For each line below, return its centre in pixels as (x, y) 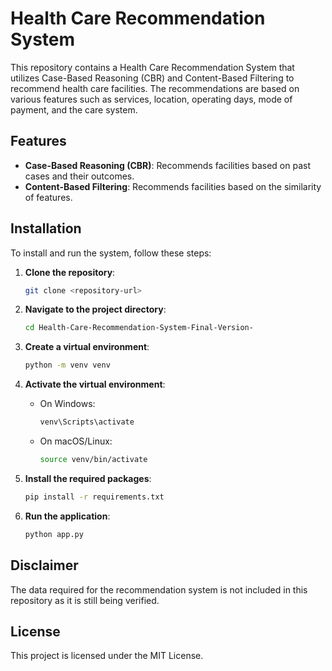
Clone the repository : (70, 272)
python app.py (54, 534)
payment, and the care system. (74, 109)
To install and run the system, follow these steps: (111, 253)
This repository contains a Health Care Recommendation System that (152, 67)
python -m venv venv (67, 365)
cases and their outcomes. (79, 176)
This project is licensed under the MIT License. (107, 656)
